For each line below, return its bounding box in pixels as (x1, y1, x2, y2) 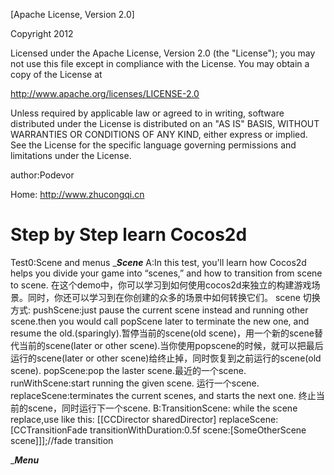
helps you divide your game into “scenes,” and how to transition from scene (10, 267, 323, 279)
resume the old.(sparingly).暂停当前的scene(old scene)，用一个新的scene (10, 327, 315, 339)
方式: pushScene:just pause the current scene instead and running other (10, 304, 309, 316)
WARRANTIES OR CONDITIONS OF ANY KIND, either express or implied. (10, 129, 308, 140)
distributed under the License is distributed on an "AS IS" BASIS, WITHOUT (10, 118, 320, 129)
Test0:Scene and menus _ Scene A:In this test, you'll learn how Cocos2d (10, 256, 307, 268)
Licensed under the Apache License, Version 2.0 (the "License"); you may (10, 47, 316, 59)
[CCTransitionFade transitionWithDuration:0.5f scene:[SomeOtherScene (10, 424, 307, 436)
